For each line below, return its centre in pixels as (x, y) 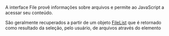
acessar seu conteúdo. (29, 13)
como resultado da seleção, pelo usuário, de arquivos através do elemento (83, 28)
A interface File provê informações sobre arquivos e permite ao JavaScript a (85, 7)
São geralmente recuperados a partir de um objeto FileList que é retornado (83, 23)
